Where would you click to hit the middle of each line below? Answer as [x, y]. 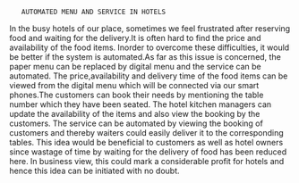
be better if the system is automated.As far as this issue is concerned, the [145, 57]
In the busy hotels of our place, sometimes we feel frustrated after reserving [150, 29]
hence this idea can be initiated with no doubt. [95, 171]
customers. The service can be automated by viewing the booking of [137, 123]
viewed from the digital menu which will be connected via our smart [134, 85]
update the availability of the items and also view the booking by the [135, 114]
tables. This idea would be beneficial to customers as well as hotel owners [146, 142]
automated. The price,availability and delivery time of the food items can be [149, 76]
